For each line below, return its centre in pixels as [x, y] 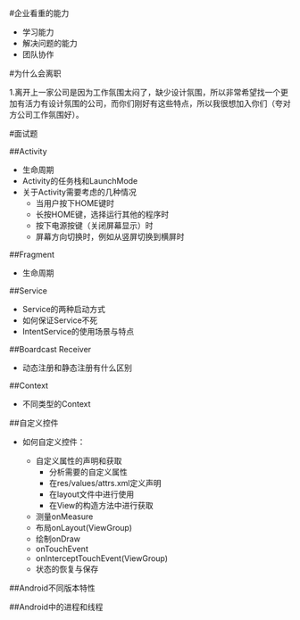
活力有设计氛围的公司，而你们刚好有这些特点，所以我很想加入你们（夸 [154, 103]
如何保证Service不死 [60, 320]
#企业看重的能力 [39, 13]
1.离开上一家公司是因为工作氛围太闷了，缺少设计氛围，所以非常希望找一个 [145, 92]
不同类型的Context [56, 404]
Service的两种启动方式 [63, 309]
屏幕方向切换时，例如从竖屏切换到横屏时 [110, 236]
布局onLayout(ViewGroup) [83, 528]
